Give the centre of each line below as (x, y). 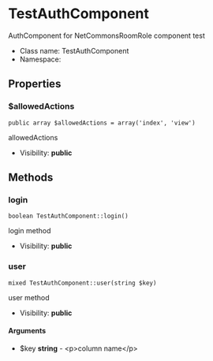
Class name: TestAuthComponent (74, 50)
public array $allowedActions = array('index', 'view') (102, 123)
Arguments (27, 331)
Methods (31, 178)
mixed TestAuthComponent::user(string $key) (82, 283)
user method (29, 297)
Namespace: (40, 59)
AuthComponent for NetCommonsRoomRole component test (106, 35)
